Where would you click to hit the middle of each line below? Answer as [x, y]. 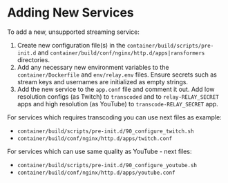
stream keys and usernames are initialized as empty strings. [103, 81]
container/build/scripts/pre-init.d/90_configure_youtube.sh [107, 165]
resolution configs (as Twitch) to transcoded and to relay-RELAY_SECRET [118, 96]
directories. [34, 59]
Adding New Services [71, 13]
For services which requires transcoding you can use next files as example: [115, 117]
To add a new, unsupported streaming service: [74, 32]
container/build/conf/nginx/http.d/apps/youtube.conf [96, 173]
